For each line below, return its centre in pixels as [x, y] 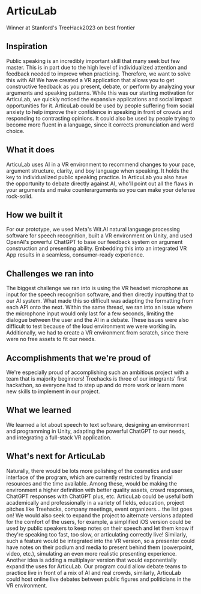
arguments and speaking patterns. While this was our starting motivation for [100, 93]
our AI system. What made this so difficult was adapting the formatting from [100, 301]
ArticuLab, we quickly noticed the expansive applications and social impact [99, 99]
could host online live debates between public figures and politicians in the [98, 579]
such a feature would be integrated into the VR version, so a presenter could [100, 541]
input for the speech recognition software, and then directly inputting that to [100, 294]
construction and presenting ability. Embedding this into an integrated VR [97, 248]
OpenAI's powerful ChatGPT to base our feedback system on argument [94, 242]
